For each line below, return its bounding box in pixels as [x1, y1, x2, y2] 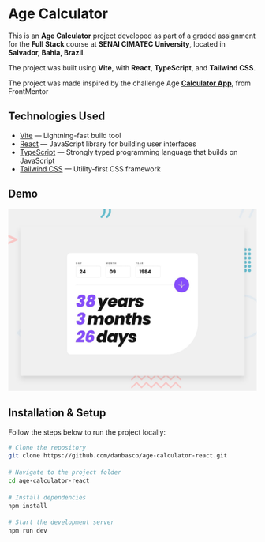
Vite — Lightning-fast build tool [19, 130, 121, 140]
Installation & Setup [8, 406, 106, 420]
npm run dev [8, 527, 47, 535]
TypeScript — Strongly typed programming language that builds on [19, 147, 238, 156]
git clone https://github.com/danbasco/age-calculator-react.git [8, 452, 227, 460]
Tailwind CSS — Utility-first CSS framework [19, 164, 162, 174]
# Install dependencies [8, 493, 87, 502]
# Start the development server [8, 518, 114, 526]
